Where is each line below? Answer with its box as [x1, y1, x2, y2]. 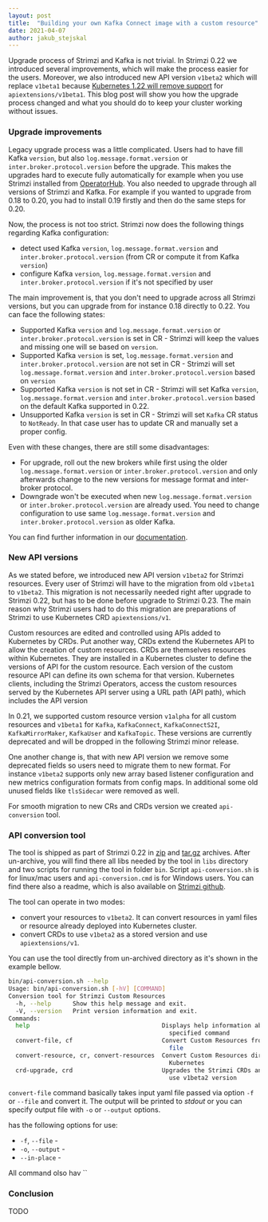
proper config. [19, 426, 68, 436]
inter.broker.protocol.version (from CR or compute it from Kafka [19, 252, 239, 261]
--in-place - [19, 1153, 61, 1162]
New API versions [8, 552, 78, 563]
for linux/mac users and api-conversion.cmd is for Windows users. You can [8, 874, 254, 883]
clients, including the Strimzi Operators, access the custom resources [8, 678, 238, 688]
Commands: [8, 1014, 41, 1023]
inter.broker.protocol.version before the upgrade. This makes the [8, 161, 231, 171]
